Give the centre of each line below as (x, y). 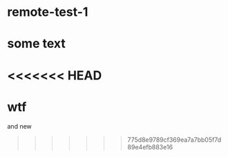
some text (36, 44)
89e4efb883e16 (150, 147)
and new (20, 126)
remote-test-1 (48, 12)
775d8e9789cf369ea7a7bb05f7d (174, 140)
